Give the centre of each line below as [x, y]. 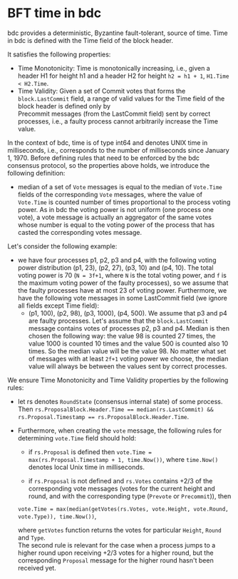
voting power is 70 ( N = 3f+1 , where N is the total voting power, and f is [122, 275]
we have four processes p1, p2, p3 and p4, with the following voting [117, 260]
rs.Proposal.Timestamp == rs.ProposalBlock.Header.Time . [103, 416]
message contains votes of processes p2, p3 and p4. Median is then [129, 328]
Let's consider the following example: [62, 246]
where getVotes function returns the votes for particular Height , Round [120, 530]
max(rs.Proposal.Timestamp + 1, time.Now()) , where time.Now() [123, 459]
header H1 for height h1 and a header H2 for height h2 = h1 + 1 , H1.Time [123, 76]
